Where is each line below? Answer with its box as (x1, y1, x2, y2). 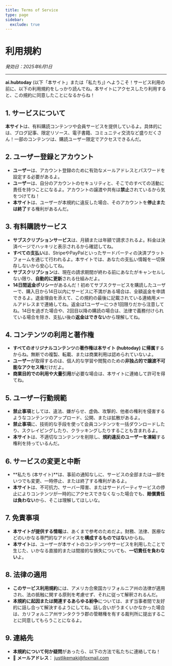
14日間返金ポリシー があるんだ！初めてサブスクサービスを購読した (12, 282, 153, 288)
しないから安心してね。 (17, 263, 67, 269)
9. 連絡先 (5, 634, 34, 642)
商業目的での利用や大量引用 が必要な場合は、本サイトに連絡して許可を (12, 371, 161, 377)
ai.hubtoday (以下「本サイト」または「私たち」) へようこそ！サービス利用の (5, 79, 165, 85)
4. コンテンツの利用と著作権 (5, 330, 94, 339)
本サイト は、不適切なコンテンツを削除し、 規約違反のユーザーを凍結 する (12, 434, 165, 440)
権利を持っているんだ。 (12, 440, 62, 447)
